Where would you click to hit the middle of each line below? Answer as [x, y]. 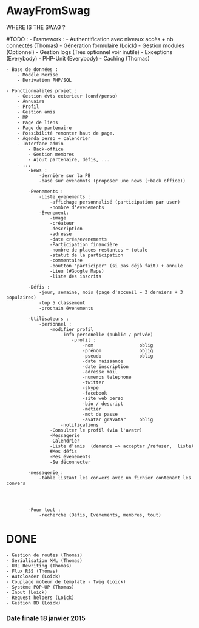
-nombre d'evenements [77, 207]
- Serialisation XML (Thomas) [45, 560]
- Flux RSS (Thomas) [32, 571]
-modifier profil [72, 329]
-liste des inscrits [76, 276]
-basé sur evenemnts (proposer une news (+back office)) [112, 181]
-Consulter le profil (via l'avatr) [96, 430]
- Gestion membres [51, 154]
